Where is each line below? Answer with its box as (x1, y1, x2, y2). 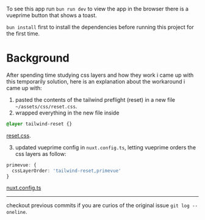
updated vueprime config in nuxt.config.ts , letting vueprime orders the (15, 143, 196, 151)
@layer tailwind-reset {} (6, 121, 72, 127)
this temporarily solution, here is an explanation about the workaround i (6, 77, 185, 85)
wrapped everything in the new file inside (15, 109, 120, 116)
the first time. (6, 30, 40, 37)
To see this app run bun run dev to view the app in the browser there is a (6, 5, 189, 12)
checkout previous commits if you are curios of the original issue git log (6, 202, 190, 209)
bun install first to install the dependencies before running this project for (6, 24, 194, 30)
